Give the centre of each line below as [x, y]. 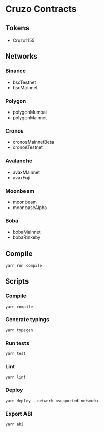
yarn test [16, 354]
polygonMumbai [30, 112]
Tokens [17, 28]
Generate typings [27, 320]
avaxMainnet [26, 172]
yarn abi [15, 424]
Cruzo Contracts [41, 9]
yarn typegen [19, 330]
